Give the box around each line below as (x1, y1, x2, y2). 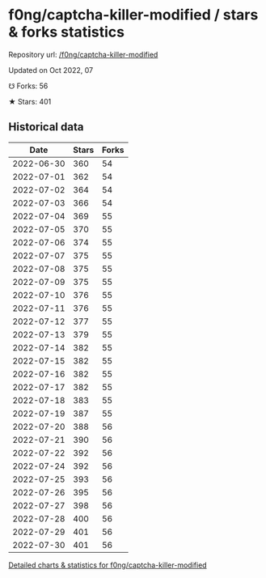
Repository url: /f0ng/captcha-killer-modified (8, 49, 158, 59)
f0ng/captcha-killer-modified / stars (8, 6, 259, 24)
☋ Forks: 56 (8, 81, 49, 91)
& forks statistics (8, 23, 125, 41)
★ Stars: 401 (8, 96, 52, 106)
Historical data (8, 120, 84, 134)
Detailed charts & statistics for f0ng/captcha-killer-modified (8, 560, 208, 570)
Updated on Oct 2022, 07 (8, 65, 94, 74)
